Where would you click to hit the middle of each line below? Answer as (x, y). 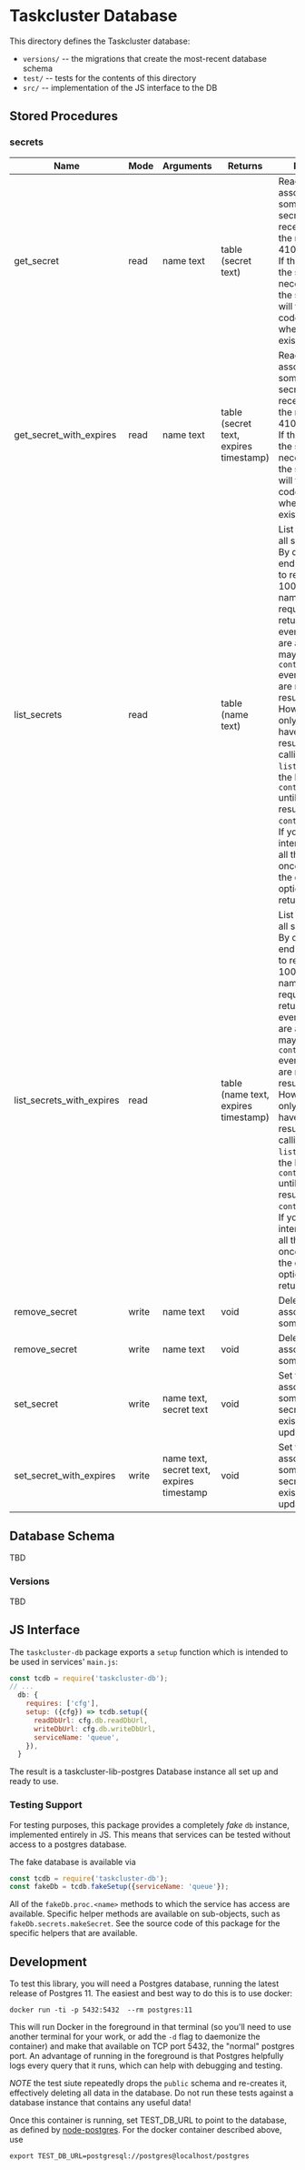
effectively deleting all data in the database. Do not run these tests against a (152, 2093)
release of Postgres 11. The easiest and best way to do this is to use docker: (151, 1993)
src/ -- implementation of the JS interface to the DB (120, 87)
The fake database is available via (73, 1862)
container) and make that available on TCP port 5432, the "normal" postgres (152, 2046)
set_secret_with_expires (65, 1475)
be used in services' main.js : (64, 1661)
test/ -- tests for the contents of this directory (109, 77)
